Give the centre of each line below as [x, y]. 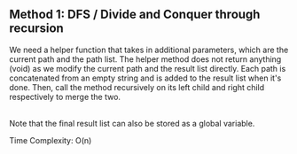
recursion [36, 29]
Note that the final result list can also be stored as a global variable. [132, 123]
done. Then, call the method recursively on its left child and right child [137, 87]
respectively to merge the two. [65, 96]
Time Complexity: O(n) [51, 140]
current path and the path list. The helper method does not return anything [145, 59]
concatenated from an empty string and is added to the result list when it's [145, 78]
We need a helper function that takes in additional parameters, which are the [149, 50]
